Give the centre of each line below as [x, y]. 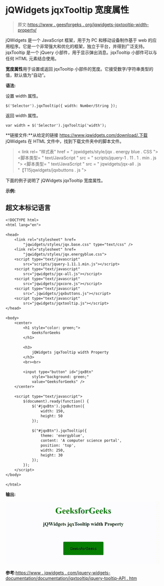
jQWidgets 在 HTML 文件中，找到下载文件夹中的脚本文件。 [65, 141]
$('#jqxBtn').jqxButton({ [58, 406]
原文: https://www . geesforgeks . [51, 24]
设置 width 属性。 [23, 96]
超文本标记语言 [28, 208]
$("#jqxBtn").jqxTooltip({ [59, 431]
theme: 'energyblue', [62, 436]
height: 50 [52, 416]
